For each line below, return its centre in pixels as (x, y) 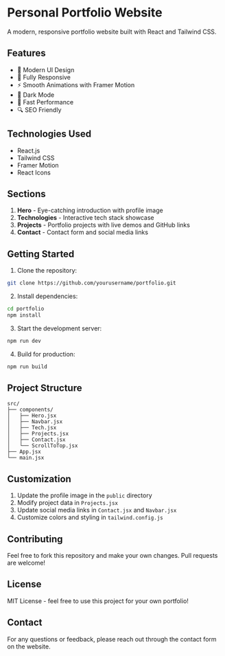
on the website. (29, 646)
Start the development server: (59, 328)
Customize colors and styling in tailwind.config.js (90, 517)
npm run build (27, 366)
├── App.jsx (24, 452)
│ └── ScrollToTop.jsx (43, 446)
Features (26, 53)
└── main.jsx (26, 458)
